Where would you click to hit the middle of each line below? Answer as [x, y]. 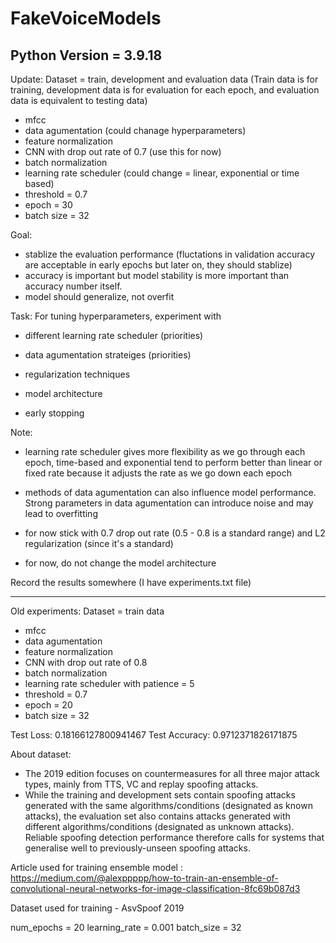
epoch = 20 [48, 705]
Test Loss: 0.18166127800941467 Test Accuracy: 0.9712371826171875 [154, 735]
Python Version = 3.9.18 [86, 55]
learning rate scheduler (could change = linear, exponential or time [162, 173]
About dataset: [41, 754]
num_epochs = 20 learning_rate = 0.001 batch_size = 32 [126, 927]
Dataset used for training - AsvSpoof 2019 [97, 908]
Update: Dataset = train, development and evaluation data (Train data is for [164, 79]
